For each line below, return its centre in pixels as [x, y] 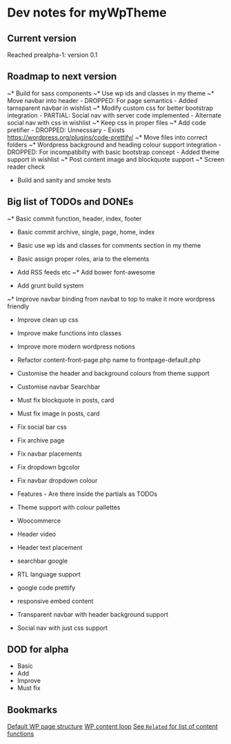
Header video [37, 534]
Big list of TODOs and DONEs [70, 202]
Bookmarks [32, 710]
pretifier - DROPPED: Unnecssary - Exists [66, 130]
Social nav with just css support [62, 628]
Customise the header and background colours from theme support [113, 373]
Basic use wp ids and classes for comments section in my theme [109, 245]
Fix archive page [41, 440]
